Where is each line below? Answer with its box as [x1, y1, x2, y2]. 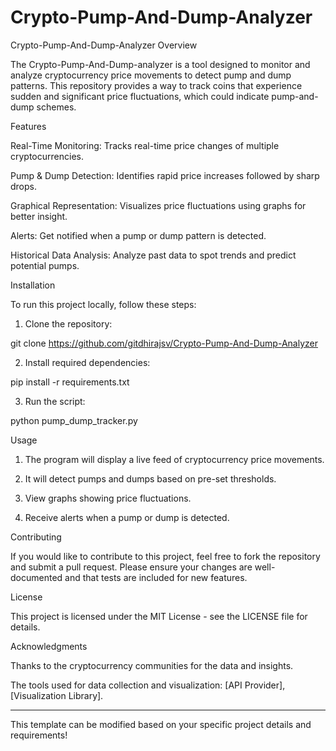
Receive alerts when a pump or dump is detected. [24, 511, 230, 523]
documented [10, 571, 63, 583]
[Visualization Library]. [10, 689, 104, 701]
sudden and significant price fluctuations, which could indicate [10, 90, 270, 102]
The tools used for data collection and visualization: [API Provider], [10, 679, 286, 691]
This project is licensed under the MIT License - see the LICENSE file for [10, 610, 308, 622]
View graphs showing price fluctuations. [24, 492, 192, 504]
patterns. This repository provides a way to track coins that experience [10, 79, 303, 91]
